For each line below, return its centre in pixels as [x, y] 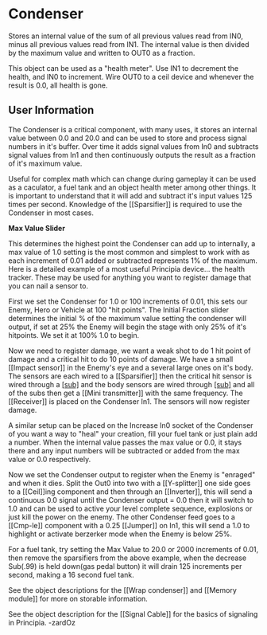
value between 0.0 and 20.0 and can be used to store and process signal [128, 138]
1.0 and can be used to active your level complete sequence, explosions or [130, 508]
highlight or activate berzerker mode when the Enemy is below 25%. [120, 534]
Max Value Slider [37, 228]
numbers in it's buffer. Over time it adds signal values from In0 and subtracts [133, 146]
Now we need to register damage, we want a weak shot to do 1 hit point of [130, 351]
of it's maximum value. [45, 163]
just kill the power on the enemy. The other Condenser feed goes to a [122, 517]
